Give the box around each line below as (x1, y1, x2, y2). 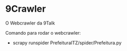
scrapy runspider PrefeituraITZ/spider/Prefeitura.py (12, 39, 122, 46)
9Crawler (5, 3, 46, 15)
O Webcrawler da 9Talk (5, 20, 55, 26)
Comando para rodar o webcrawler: (5, 30, 81, 36)
